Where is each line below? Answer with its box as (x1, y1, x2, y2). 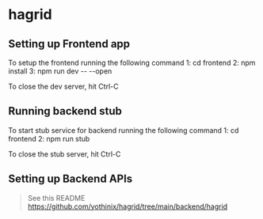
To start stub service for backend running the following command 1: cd (8, 125, 239, 135)
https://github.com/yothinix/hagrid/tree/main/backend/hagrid (27, 202, 228, 211)
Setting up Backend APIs (8, 172, 133, 186)
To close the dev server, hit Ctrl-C (8, 81, 119, 91)
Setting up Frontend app (8, 37, 131, 51)
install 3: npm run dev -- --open (8, 66, 112, 76)
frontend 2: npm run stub (8, 134, 90, 143)
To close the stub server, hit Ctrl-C (8, 149, 121, 159)
